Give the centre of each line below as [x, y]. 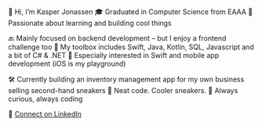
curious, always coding [45, 99]
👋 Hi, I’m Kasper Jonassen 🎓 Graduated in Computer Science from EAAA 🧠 [131, 12]
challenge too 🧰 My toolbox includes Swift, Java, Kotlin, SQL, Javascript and [131, 47]
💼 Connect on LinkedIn [45, 114]
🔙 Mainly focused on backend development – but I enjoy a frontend [117, 38]
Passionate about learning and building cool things [90, 23]
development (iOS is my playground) [67, 63]
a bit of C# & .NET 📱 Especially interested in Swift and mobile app [114, 55]
